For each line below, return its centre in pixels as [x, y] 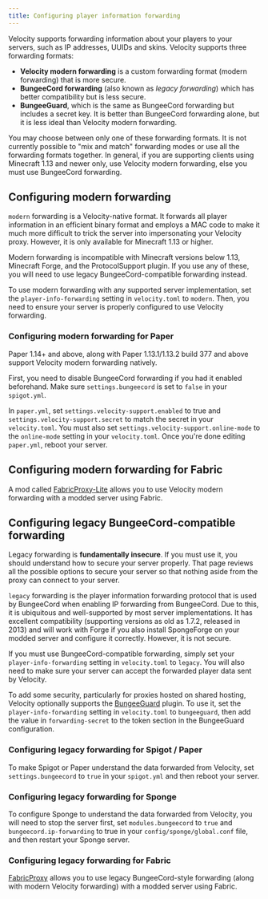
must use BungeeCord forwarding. [65, 172]
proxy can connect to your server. [64, 580]
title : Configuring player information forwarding [94, 16]
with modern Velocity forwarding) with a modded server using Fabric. [123, 886]
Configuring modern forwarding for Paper [91, 336]
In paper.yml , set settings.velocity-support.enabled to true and [115, 411]
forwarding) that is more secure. [73, 79]
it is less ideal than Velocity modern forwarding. [98, 122]
